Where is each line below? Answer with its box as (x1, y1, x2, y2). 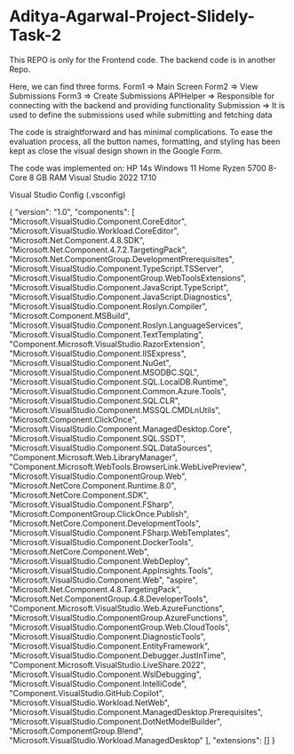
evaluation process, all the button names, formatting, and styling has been (9, 136, 281, 147)
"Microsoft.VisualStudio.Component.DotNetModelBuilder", (9, 716, 223, 726)
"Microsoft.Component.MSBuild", (9, 310, 131, 321)
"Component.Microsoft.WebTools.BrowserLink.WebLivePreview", (9, 461, 247, 472)
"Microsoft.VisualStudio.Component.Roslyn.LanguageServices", (9, 320, 243, 330)
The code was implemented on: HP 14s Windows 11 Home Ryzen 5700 (9, 163, 266, 173)
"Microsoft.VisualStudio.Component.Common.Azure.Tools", (9, 385, 226, 396)
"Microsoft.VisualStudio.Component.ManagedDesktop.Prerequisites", (9, 706, 264, 717)
